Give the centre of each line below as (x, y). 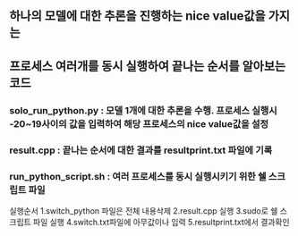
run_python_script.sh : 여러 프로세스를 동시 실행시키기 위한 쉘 (138, 176)
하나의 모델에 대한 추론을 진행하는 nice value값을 (137, 16)
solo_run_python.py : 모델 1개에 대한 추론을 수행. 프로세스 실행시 (143, 110)
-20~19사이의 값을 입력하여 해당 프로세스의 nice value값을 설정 (139, 123)
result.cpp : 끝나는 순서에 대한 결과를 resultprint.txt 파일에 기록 (141, 150)
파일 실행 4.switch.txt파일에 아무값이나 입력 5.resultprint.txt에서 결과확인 (161, 222)
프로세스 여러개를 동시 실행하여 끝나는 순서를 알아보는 (148, 66)
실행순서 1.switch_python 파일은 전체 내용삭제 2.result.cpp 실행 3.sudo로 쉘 (144, 211)
